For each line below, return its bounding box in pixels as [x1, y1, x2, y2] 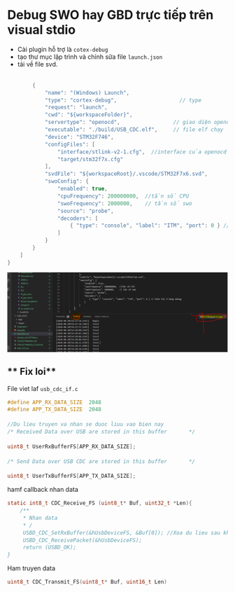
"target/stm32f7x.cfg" [57, 156, 124, 163]
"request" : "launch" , [44, 104, 108, 111]
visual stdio [7, 22, 76, 38]
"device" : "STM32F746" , [44, 133, 114, 140]
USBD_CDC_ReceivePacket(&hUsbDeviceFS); [22, 537, 142, 544]
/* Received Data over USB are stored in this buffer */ [7, 428, 196, 436]
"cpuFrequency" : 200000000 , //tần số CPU [57, 193, 190, 200]
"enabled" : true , [57, 186, 108, 193]
